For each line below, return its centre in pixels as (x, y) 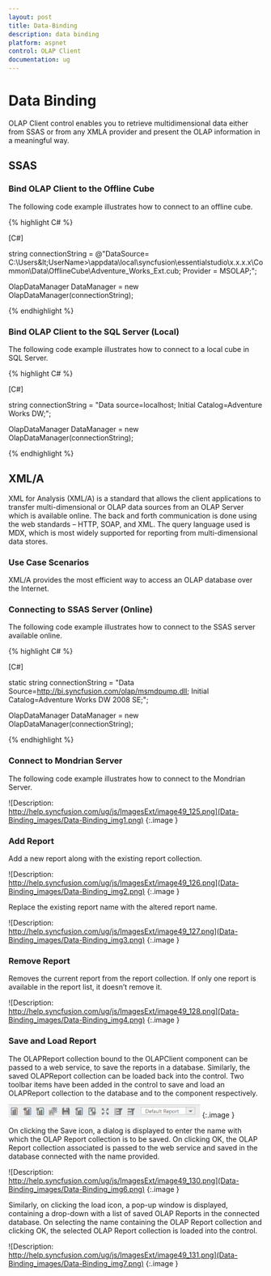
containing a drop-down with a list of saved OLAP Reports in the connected (134, 1213)
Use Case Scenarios (49, 562)
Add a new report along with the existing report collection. (105, 858)
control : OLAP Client (45, 51)
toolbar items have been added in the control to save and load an (116, 1084)
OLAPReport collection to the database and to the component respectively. (133, 1093)
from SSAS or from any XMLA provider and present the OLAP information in (134, 131)
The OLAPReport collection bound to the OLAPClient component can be (128, 1058)
